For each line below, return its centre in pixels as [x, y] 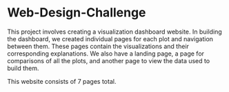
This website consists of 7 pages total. [62, 81]
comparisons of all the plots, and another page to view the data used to [109, 60]
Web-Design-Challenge [77, 13]
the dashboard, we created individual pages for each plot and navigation [110, 38]
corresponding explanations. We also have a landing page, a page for [106, 54]
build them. [23, 68]
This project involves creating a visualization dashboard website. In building [114, 32]
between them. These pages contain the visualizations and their [98, 46]
